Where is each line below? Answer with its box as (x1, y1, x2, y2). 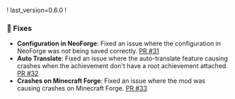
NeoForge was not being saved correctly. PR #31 (16, 47, 160, 55)
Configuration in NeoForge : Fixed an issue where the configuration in (16, 39, 221, 48)
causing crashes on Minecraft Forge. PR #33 (16, 84, 148, 93)
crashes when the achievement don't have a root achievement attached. (16, 62, 228, 70)
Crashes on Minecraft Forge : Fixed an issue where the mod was (16, 77, 206, 85)
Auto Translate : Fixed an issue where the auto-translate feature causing (16, 54, 228, 62)
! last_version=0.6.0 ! (6, 6, 67, 14)
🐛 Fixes (6, 23, 33, 33)
